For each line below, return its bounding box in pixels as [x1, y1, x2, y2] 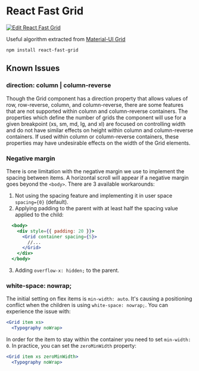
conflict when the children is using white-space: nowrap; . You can [6, 302, 169, 309]
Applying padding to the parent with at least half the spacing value [14, 204, 179, 211]
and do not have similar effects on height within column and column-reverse [6, 127, 194, 134]
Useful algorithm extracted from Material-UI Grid [6, 35, 126, 42]
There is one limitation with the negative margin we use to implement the [6, 167, 185, 174]
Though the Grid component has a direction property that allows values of [6, 94, 188, 102]
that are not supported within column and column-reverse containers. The [6, 108, 188, 115]
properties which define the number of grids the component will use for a [6, 114, 186, 121]
